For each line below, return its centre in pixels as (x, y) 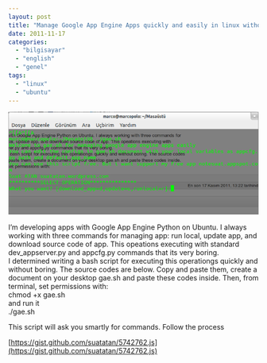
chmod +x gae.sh (37, 295)
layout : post (30, 17)
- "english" (35, 59)
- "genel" (31, 68)
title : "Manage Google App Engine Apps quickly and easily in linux (124, 25)
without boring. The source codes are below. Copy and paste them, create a (133, 269)
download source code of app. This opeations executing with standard (124, 244)
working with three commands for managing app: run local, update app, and (133, 235)
